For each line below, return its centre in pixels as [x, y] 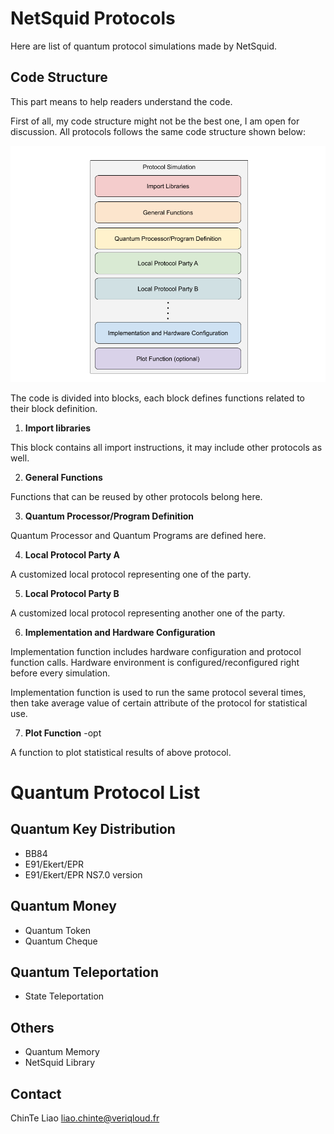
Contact [36, 1093]
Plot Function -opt [63, 733]
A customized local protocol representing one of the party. [131, 574]
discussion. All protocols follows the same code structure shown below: [158, 131]
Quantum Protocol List [105, 792]
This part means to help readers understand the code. [121, 101]
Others [32, 1027]
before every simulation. [60, 673]
